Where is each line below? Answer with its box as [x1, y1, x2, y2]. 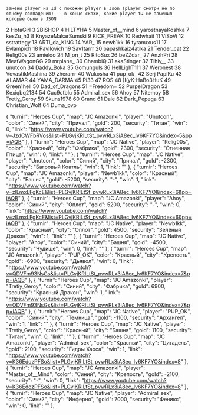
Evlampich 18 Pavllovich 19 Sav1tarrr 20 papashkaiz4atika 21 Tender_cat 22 [6, 45, 190, 52]
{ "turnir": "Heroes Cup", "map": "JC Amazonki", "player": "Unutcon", [6, 113, 173, 120]
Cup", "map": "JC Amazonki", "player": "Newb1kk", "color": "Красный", [6, 170, 179, 177]
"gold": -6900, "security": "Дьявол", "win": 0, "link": [6, 258, 134, 264]
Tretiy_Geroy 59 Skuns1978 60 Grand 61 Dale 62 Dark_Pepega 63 [6, 95, 165, 102]
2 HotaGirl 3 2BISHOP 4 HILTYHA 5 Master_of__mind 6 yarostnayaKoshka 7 [6, 27, 190, 33]
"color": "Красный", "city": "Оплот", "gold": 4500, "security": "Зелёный [6, 226, 181, 233]
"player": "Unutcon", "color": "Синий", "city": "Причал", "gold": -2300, [6, 157, 178, 164]
